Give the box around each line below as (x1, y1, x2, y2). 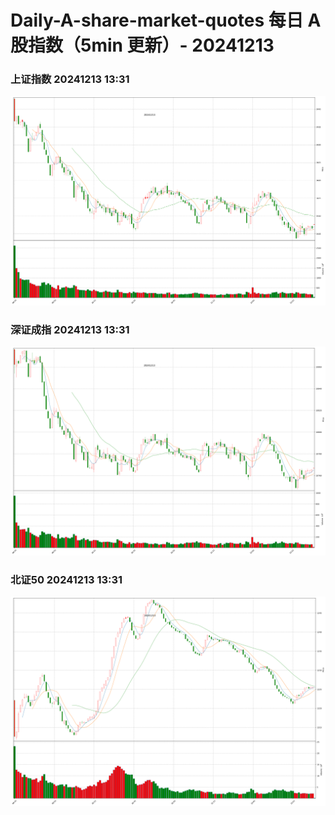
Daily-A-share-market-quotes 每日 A (10, 9, 322, 32)
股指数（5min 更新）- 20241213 (10, 34, 275, 57)
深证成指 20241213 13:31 (10, 322, 130, 336)
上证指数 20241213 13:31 (10, 72, 130, 86)
